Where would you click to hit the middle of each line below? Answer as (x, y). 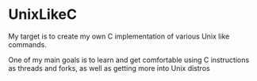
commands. (28, 44)
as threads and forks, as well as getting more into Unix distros (109, 68)
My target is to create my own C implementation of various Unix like (119, 36)
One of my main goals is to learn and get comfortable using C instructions (129, 60)
